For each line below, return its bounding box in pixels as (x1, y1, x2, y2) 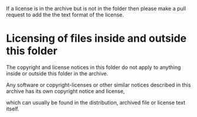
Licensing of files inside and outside (6, 32, 187, 45)
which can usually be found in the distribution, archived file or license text (6, 99, 186, 106)
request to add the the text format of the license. (6, 11, 124, 18)
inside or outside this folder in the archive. (6, 70, 109, 77)
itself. (6, 105, 19, 112)
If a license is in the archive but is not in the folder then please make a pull (6, 5, 186, 12)
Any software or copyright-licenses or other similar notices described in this (6, 81, 191, 88)
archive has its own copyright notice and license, (6, 88, 125, 95)
